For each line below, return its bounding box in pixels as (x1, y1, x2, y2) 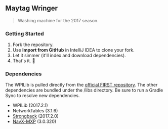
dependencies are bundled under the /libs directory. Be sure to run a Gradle (5, 87, 163, 93)
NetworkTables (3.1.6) (12, 108, 58, 114)
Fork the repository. (12, 41, 54, 48)
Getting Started (5, 30, 44, 37)
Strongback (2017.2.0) (12, 113, 59, 119)
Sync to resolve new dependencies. (5, 93, 80, 99)
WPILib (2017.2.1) (12, 102, 48, 108)
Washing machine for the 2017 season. (17, 17, 99, 23)
